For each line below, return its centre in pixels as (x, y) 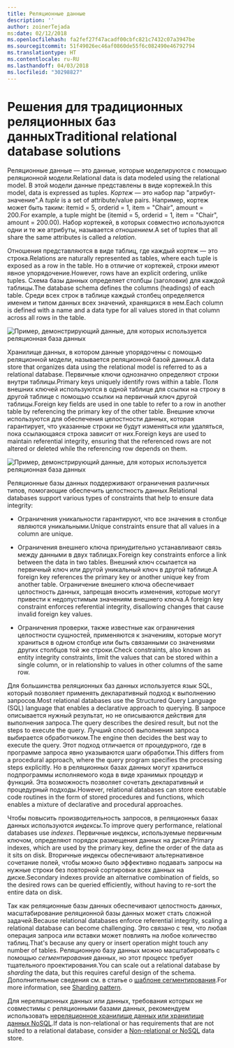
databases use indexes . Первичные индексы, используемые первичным (115, 833)
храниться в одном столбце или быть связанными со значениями (116, 643)
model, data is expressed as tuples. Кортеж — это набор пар (96, 193)
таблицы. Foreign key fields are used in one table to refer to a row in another (117, 404)
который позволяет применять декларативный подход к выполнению (112, 693)
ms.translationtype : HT (42, 53)
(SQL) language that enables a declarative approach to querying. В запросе (116, 708)
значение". (23, 201)
